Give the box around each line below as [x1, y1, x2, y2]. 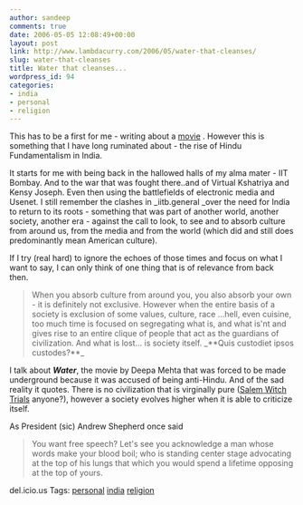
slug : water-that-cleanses [9, 55, 111, 64]
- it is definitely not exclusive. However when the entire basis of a [31, 299, 276, 310]
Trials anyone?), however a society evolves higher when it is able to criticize [9, 393, 293, 404]
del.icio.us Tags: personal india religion [9, 485, 156, 496]
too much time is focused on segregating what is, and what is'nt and [31, 318, 287, 329]
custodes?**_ [31, 347, 85, 358]
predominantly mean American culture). [9, 235, 158, 246]
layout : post [9, 38, 59, 48]
